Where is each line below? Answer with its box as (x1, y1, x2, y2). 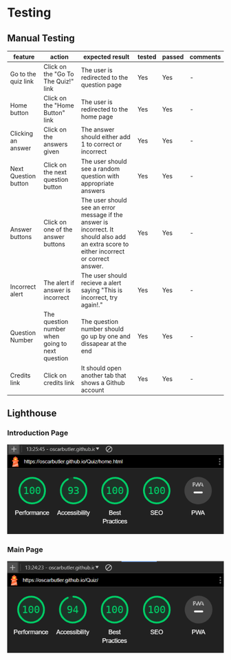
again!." (80, 301, 103, 309)
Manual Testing (7, 32, 76, 44)
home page (80, 112, 113, 121)
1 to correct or (80, 140, 122, 149)
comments (189, 52, 221, 61)
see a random (80, 164, 120, 173)
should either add (80, 133, 131, 141)
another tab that (80, 371, 126, 380)
